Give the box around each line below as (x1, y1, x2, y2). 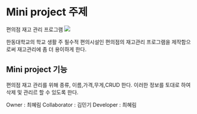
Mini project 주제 (6, 5, 88, 19)
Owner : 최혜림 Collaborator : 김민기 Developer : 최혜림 (6, 101, 137, 108)
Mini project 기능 (6, 65, 68, 75)
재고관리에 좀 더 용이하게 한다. (17, 45, 87, 53)
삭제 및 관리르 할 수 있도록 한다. (6, 89, 79, 96)
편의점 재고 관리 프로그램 (6, 26, 63, 33)
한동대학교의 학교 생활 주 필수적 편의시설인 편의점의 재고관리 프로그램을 (6, 38, 170, 45)
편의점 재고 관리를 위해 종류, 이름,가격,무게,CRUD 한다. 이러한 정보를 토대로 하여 (6, 81, 191, 88)
